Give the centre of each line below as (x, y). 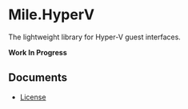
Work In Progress (38, 52)
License (33, 97)
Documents (38, 78)
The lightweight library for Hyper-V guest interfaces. (95, 37)
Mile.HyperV (51, 15)
